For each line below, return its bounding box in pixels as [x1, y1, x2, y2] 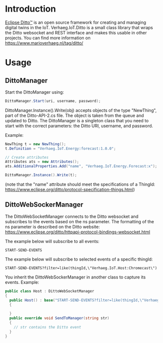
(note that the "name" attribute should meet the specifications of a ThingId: [5, 181, 155, 187]
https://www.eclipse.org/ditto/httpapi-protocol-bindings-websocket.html [5, 229, 150, 235]
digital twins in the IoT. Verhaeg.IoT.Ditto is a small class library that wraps [5, 24, 153, 30]
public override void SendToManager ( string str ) [9, 316, 110, 321]
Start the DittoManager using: [5, 89, 64, 95]
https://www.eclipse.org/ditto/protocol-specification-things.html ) [5, 187, 135, 193]
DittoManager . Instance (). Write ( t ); [5, 173, 77, 178]
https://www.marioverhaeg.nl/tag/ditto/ [5, 40, 83, 46]
